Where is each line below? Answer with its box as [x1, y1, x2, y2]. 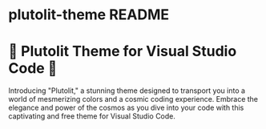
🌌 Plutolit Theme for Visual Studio [8, 42, 237, 61]
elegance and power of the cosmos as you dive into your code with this [8, 103, 244, 113]
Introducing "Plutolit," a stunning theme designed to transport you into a [8, 86, 246, 95]
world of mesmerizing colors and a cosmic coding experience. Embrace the [8, 95, 259, 104]
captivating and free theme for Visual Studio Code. [8, 111, 176, 121]
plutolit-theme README [8, 6, 170, 24]
